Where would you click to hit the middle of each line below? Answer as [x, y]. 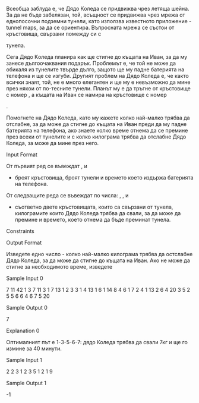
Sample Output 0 [27, 308]
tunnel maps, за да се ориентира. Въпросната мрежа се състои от [90, 27]
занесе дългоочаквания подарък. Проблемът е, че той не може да [91, 63]
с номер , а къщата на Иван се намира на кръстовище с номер [87, 95]
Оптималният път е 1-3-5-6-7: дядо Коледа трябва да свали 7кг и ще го [97, 342]
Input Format [22, 155]
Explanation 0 [23, 330]
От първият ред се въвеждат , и [47, 166]
